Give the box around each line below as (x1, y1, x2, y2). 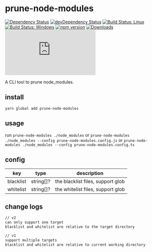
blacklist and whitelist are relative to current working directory (5, 242, 146, 247)
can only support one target (5, 220, 64, 225)
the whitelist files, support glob (55, 186, 125, 193)
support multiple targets (5, 237, 57, 243)
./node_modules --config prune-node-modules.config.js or (5, 137, 123, 143)
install (5, 93, 24, 101)
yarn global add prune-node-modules (5, 106, 79, 111)
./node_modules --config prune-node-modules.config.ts (22, 142, 135, 147)
